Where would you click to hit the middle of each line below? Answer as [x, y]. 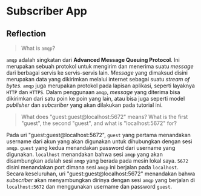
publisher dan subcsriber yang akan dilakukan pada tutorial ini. [84, 105]
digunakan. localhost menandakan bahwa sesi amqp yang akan [85, 154]
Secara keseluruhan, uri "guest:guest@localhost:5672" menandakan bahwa [101, 174]
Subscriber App [47, 11]
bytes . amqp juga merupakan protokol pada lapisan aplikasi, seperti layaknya [101, 86]
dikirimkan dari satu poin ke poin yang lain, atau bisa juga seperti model [96, 99]
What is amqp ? [38, 48]
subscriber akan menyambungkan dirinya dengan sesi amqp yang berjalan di [101, 180]
